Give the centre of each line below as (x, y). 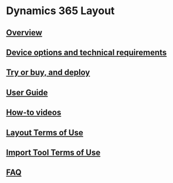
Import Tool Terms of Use (53, 152)
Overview (24, 33)
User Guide (27, 92)
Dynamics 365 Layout (60, 11)
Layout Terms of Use (45, 133)
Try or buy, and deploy (48, 73)
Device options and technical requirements (86, 52)
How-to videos (34, 113)
